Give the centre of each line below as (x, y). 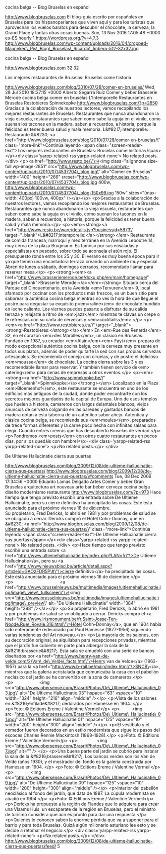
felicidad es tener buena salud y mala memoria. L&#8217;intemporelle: (77, 129)
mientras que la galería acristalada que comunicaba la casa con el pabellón (82, 672)
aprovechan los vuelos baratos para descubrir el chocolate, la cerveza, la (80, 27)
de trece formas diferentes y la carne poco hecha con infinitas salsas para (81, 425)
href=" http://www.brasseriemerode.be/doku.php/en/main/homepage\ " (77, 277)
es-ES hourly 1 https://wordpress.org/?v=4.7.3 (52, 38)
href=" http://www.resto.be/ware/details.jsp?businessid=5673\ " (69, 230)
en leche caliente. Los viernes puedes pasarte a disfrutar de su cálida (76, 309)
